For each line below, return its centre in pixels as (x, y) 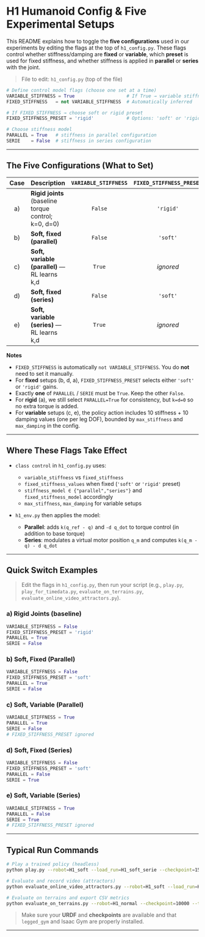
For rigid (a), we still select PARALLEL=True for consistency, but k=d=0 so (104, 400)
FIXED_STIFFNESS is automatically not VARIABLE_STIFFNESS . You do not (102, 367)
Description (48, 183)
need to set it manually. (45, 373)
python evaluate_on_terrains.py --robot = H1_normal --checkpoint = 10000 (98, 903)
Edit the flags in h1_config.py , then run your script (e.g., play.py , (103, 585)
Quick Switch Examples (52, 570)
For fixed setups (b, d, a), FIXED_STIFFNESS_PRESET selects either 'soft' (105, 380)
